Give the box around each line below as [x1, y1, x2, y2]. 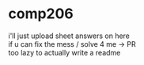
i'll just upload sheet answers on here [8, 31, 131, 40]
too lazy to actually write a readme [8, 48, 121, 57]
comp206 [8, 5, 74, 23]
